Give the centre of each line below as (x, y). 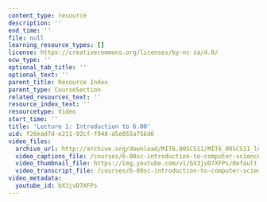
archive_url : (37, 149)
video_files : (30, 141)
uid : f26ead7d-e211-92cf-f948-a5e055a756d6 (81, 134)
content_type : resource (48, 16)
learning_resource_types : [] (56, 45)
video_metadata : (35, 179)
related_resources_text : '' (55, 97)
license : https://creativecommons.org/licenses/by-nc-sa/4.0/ (113, 52)
